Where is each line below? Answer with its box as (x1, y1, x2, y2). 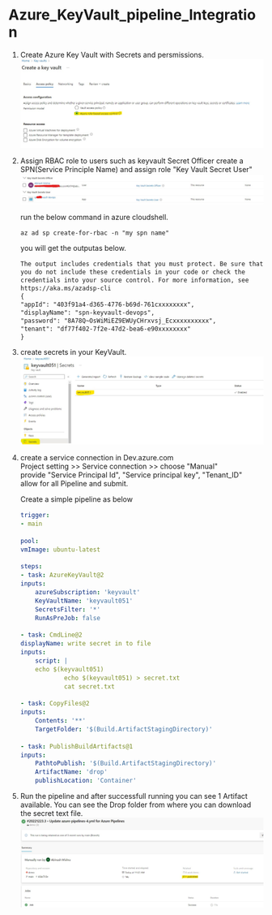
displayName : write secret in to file (19, 640, 151, 648)
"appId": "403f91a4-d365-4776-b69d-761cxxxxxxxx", (19, 300, 195, 309)
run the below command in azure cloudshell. (19, 212, 168, 222)
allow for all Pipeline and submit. (19, 479, 129, 488)
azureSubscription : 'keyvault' (35, 588, 141, 596)
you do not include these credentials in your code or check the (19, 268, 245, 276)
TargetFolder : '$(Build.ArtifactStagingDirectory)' (35, 725, 213, 733)
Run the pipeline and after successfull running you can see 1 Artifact (19, 792, 249, 801)
